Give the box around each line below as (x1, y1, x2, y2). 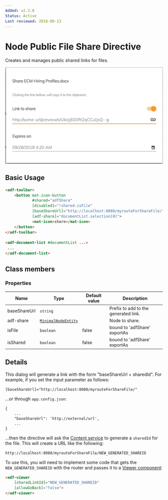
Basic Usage (5, 173, 45, 182)
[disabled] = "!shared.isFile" (31, 203, 93, 208)
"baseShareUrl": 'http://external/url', (14, 416, 99, 421)
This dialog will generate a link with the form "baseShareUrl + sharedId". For (5, 371, 162, 377)
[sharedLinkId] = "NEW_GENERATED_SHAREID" (14, 480, 99, 485)
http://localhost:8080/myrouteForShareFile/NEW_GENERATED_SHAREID (5, 450, 146, 455)
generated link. (109, 311, 140, 317)
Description (122, 295, 147, 301)
